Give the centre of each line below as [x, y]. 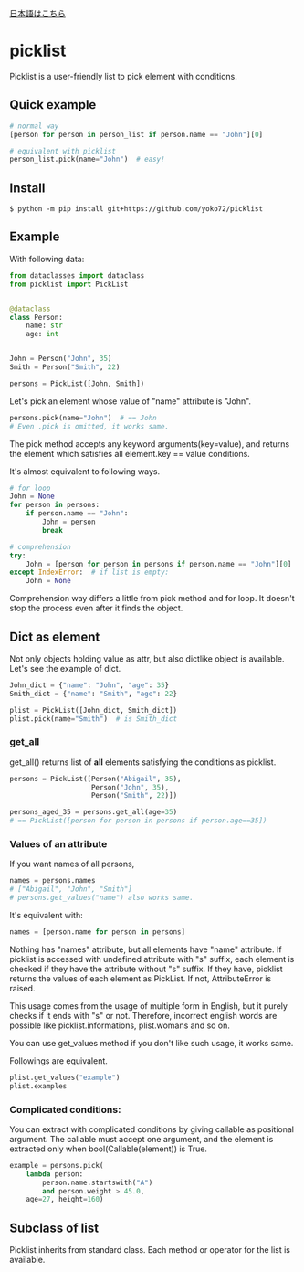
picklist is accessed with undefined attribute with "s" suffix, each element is [152, 959]
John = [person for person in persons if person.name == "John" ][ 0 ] [159, 564]
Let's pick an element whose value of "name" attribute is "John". [131, 401]
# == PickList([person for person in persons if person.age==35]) [138, 821]
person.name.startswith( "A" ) [98, 1182]
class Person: [37, 317]
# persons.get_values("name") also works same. [102, 898]
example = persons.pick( [57, 1165]
